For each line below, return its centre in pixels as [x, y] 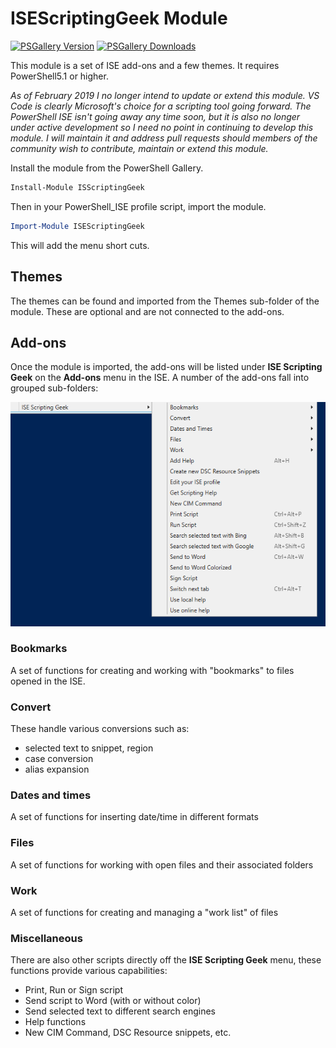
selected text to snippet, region [89, 748]
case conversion [59, 759]
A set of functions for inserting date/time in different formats [134, 817]
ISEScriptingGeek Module [119, 18]
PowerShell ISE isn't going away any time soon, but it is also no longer [155, 116]
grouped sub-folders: [54, 388]
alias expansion [57, 769]
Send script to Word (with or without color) [113, 1001]
